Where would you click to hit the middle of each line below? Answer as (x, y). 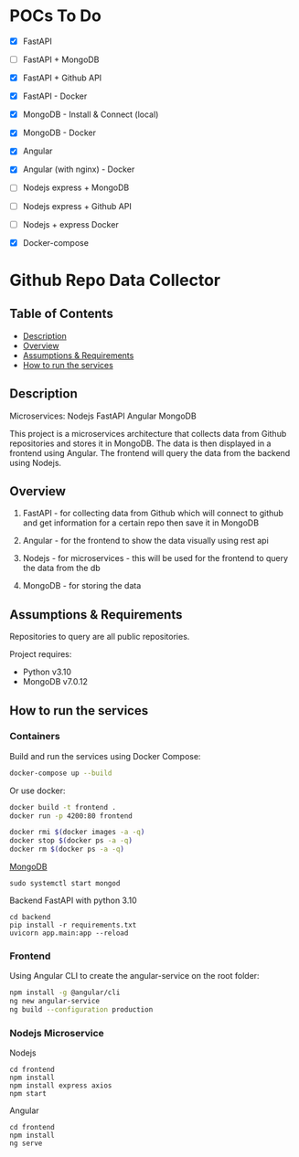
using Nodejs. (36, 462)
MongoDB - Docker (59, 133)
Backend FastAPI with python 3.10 (73, 900)
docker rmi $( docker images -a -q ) (77, 833)
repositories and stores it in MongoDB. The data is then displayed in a (140, 443)
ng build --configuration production (81, 1010)
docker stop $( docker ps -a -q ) (71, 841)
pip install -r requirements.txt (73, 925)
